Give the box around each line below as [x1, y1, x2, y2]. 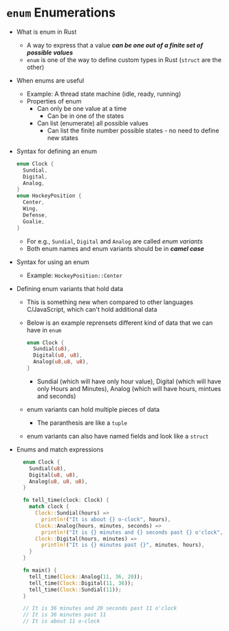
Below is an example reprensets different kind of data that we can [26, 319, 213, 327]
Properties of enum [26, 97, 82, 105]
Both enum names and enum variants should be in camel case [26, 244, 204, 252]
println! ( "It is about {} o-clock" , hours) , [41, 516, 171, 523]
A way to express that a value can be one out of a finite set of [26, 41, 204, 49]
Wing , [23, 206, 39, 212]
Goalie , [23, 218, 45, 225]
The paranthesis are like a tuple [36, 419, 128, 427]
